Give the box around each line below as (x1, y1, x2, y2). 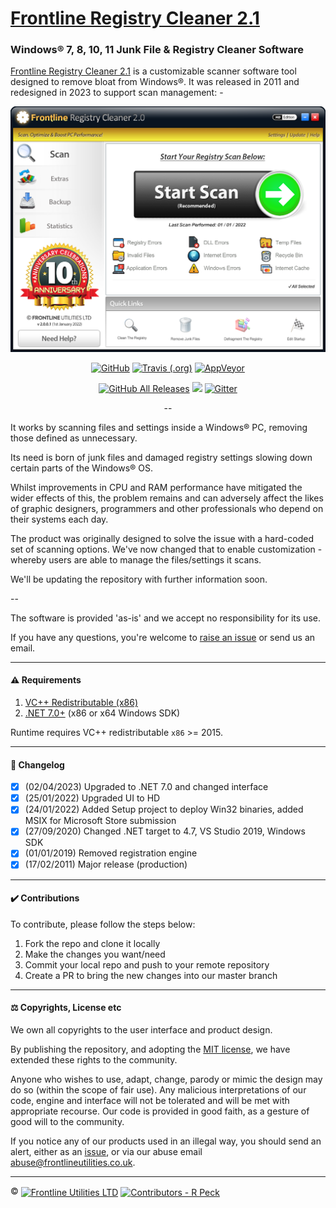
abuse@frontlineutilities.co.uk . (10, 1156, 136, 1168)
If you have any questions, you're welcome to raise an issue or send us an (10, 631, 316, 643)
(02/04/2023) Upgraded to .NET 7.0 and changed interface (24, 781, 269, 793)
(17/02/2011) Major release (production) (24, 858, 188, 871)
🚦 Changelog (10, 758, 65, 771)
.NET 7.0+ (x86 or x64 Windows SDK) (24, 707, 181, 719)
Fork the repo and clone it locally (24, 937, 161, 949)
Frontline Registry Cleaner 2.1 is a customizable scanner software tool (10, 65, 297, 77)
